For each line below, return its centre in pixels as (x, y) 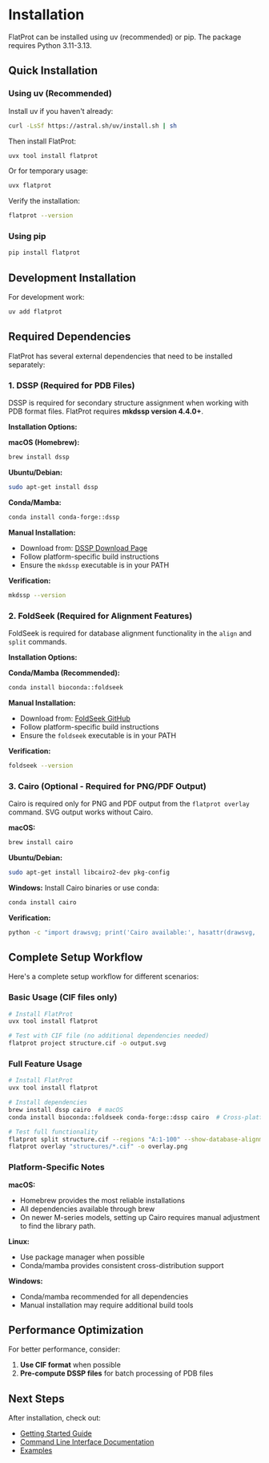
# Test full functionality (53, 1132)
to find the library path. (58, 1226)
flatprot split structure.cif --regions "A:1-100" (94, 1139)
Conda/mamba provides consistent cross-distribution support (122, 1265)
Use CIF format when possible (70, 1365)
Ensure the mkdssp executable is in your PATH (94, 565)
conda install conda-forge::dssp (64, 517)
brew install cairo (41, 842)
